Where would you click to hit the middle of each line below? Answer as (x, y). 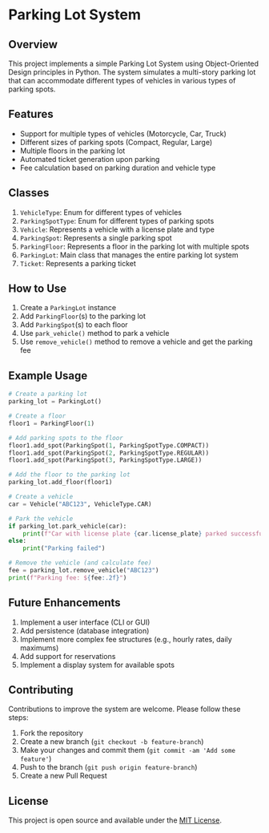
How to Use (38, 289)
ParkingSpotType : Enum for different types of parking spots (117, 220)
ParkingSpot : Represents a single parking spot (96, 237)
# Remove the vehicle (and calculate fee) (80, 563)
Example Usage (48, 376)
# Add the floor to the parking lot (69, 475)
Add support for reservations (68, 656)
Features (31, 114)
